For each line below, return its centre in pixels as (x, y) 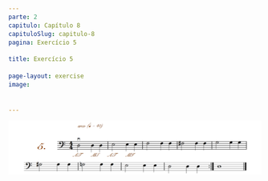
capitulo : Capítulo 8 (45, 25)
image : (19, 84)
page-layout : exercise (46, 76)
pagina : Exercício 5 (43, 42)
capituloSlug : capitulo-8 (51, 34)
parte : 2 (23, 17)
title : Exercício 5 (41, 59)
